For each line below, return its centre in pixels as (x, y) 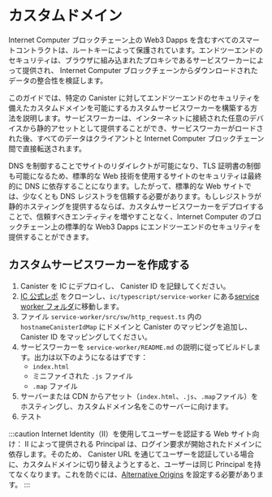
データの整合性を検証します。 (58, 80)
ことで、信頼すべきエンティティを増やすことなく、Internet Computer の (128, 216)
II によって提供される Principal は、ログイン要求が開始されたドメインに (143, 443)
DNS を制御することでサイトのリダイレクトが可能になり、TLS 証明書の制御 (135, 166)
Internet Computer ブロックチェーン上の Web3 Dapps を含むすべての (124, 40)
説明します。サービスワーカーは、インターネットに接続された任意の (136, 118)
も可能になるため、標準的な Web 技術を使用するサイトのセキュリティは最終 (135, 175)
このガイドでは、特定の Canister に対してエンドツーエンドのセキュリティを (134, 97)
